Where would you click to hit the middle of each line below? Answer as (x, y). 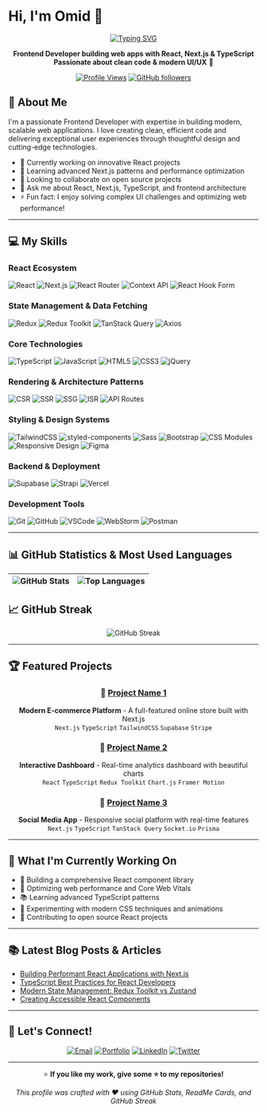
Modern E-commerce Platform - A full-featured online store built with (133, 710)
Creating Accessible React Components (85, 999)
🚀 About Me (38, 103)
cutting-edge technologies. (53, 147)
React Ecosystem (43, 268)
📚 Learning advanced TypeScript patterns (90, 897)
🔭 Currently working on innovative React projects (100, 162)
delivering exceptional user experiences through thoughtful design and (124, 138)
